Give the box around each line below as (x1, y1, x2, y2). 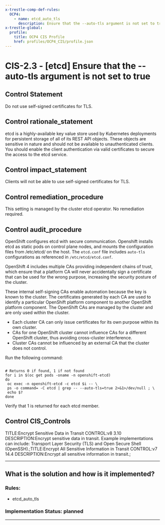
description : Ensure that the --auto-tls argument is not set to (18, 21, 155, 26)
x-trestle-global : (5, 26, 43, 30)
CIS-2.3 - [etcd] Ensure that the (5, 60, 136, 71)
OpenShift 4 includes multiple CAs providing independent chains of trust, (5, 264, 153, 269)
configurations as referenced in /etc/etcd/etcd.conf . (5, 254, 113, 260)
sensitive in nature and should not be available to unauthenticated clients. (5, 141, 154, 147)
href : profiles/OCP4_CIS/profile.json (14, 39, 93, 44)
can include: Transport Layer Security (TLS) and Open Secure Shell (5, 441, 141, 446)
